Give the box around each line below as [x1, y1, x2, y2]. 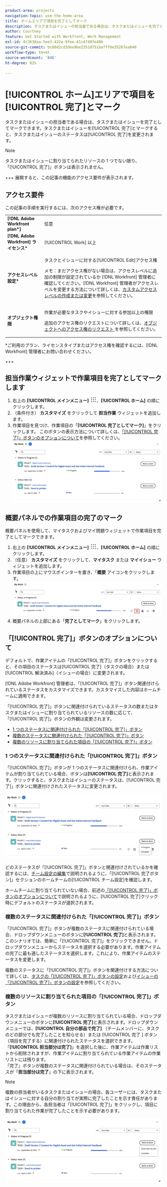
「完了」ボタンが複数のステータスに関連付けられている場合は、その [5, 1062, 145, 1068]
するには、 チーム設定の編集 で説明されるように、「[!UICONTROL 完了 [9, 870, 150, 876]
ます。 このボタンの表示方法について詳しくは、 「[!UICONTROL [25, 428, 153, 434]
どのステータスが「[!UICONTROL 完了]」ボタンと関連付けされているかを [5, 865, 154, 870]
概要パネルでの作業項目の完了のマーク [5, 513, 123, 522]
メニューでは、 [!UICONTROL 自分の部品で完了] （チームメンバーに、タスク [5, 1025, 160, 1031]
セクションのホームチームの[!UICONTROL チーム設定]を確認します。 [15, 877, 155, 883]
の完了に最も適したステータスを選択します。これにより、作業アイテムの [5, 950, 153, 956]
